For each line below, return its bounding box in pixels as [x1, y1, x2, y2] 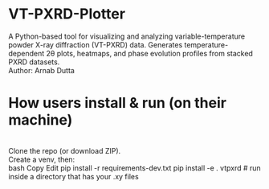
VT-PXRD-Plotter [8, 5, 126, 23]
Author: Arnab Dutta [8, 65, 75, 75]
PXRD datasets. [8, 57, 60, 67]
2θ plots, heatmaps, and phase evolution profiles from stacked [46, 48, 253, 58]
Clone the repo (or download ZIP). [8, 146, 121, 155]
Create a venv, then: [8, 154, 75, 164]
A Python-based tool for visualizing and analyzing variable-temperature [8, 31, 246, 41]
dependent [8, 48, 45, 58]
